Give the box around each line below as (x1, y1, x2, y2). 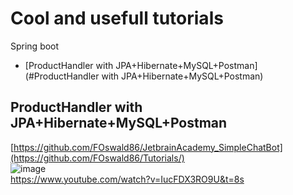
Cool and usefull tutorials (10, 7, 224, 30)
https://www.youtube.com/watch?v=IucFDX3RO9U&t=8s (10, 173, 245, 185)
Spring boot (10, 40, 60, 52)
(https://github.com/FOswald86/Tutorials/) (10, 152, 185, 164)
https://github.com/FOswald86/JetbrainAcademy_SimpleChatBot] (13, 141, 283, 153)
